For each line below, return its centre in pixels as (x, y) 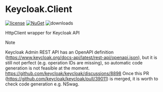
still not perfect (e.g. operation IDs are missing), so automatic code (74, 62)
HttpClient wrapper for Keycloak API (42, 32)
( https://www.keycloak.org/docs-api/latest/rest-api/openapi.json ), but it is (81, 57)
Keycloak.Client (39, 9)
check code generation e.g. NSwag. (42, 84)
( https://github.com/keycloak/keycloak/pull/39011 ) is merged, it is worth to (82, 78)
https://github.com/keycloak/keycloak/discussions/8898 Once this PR (77, 73)
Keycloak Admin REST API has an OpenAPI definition (59, 52)
